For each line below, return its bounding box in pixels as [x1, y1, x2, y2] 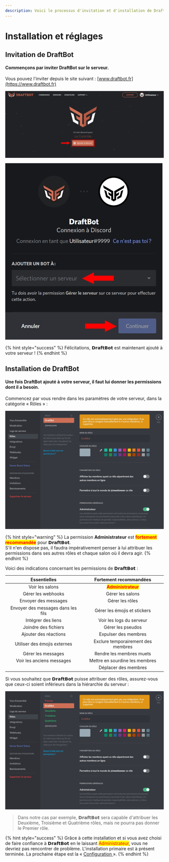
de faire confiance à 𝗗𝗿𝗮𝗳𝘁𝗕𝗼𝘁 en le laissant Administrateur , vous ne [5, 840, 148, 846]
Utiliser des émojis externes [15, 641, 72, 647]
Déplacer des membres [99, 664, 147, 670]
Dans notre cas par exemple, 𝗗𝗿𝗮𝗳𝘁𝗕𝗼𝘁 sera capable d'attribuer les [17, 815, 158, 821]
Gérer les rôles [107, 598, 138, 604]
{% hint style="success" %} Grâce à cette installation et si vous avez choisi [5, 835, 162, 841]
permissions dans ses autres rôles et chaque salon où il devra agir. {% [5, 550, 151, 557]
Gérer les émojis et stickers [95, 607, 151, 613]
